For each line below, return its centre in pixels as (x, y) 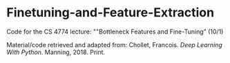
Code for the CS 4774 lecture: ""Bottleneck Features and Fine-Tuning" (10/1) (115, 32)
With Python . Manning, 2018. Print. (56, 52)
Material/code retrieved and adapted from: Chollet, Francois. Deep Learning (114, 45)
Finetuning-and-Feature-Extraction (111, 13)
